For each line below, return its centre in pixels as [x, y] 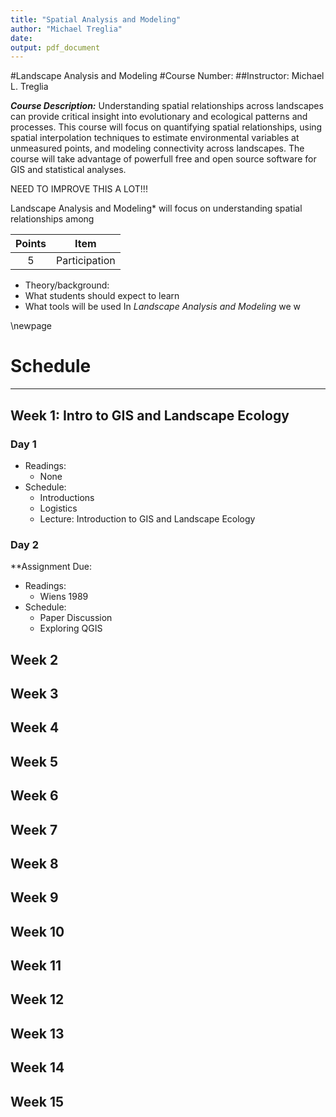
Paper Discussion [76, 618]
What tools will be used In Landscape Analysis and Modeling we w [163, 307]
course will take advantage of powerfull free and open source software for [163, 159]
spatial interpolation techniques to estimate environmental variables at [155, 138]
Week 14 [37, 1067]
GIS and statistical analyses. [68, 170]
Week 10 [37, 931]
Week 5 [34, 761]
